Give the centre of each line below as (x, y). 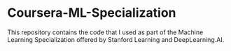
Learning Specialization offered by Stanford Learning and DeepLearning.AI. (116, 39)
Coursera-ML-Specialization (92, 13)
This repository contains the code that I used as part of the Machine (105, 32)
